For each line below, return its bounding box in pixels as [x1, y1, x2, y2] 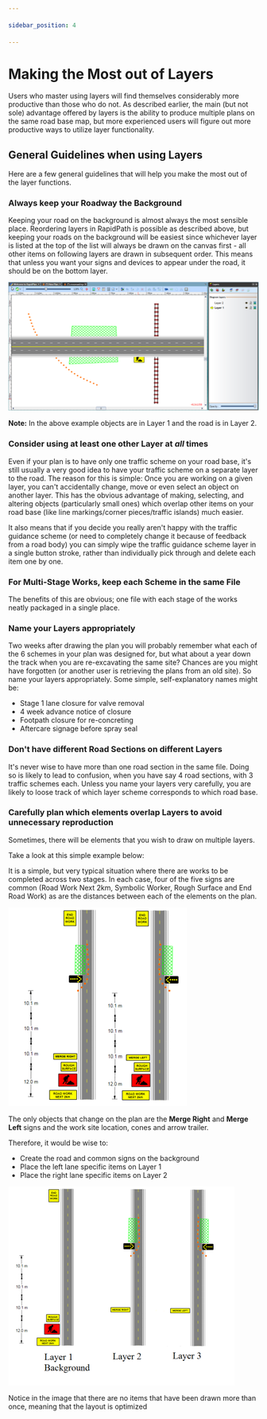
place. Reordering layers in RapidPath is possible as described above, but [8, 224, 249, 234]
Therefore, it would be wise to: [8, 1138, 109, 1148]
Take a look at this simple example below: [8, 850, 145, 860]
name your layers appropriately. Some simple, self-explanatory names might [8, 675, 258, 684]
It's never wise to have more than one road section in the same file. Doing [8, 762, 250, 771]
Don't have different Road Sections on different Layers [8, 744, 222, 755]
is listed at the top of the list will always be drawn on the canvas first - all [8, 241, 246, 251]
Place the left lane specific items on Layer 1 [19, 1162, 161, 1171]
